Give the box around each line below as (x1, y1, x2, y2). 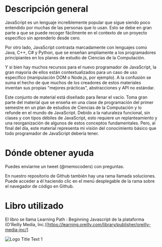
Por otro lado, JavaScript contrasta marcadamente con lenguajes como (5, 44, 147, 50)
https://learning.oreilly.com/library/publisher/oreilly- (47, 221, 151, 227)
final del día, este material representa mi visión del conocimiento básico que (5, 125, 157, 131)
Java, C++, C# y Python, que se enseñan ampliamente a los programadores (5, 50, 156, 55)
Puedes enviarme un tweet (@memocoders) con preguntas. (5, 163, 124, 169)
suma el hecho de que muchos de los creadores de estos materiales (5, 79, 141, 86)
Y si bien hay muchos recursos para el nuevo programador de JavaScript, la (5, 64, 157, 70)
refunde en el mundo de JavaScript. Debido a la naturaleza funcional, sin (5, 109, 150, 115)
